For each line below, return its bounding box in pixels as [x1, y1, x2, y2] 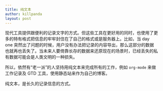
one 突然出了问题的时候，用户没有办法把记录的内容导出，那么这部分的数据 [5, 42, 154, 48]
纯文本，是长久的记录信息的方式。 [5, 81, 73, 87]
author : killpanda [5, 12, 42, 16]
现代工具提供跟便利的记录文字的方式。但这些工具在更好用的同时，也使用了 [5, 30, 154, 36]
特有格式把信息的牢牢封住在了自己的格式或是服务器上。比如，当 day [13, 36, 150, 42]
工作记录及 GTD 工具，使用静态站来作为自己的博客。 [5, 71, 110, 76]
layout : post [5, 16, 32, 21]
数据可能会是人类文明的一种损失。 [9, 54, 78, 60]
